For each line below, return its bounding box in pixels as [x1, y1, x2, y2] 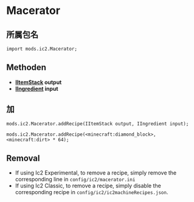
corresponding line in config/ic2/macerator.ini [15, 176, 136, 183]
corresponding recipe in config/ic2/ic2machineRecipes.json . [15, 189, 168, 196]
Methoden [6, 62, 47, 73]
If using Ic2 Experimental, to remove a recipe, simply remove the [15, 169, 177, 176]
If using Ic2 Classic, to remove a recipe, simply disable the [15, 182, 161, 189]
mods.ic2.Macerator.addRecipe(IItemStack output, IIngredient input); [6, 120, 189, 127]
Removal [6, 153, 40, 164]
